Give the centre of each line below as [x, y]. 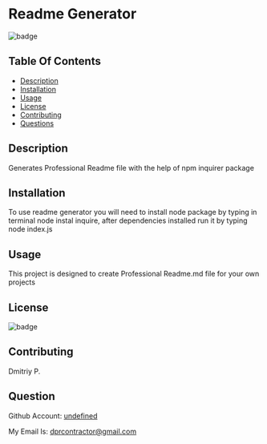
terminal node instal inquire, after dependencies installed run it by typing [128, 220]
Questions [37, 123]
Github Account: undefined [53, 416]
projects [22, 282]
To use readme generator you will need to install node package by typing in [133, 212]
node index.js [30, 229]
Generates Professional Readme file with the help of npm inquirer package [131, 168]
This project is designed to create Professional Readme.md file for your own [134, 274]
